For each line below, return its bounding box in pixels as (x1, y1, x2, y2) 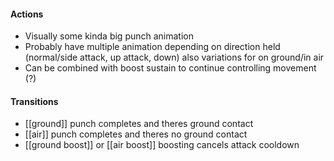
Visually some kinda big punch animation (24, 30, 195, 42)
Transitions (10, 95, 59, 107)
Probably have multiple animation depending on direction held (24, 41, 281, 53)
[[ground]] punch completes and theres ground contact (24, 118, 254, 130)
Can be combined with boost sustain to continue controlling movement (24, 62, 317, 74)
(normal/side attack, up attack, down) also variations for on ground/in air (24, 51, 325, 64)
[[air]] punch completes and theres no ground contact (24, 128, 248, 140)
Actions (10, 8, 44, 20)
